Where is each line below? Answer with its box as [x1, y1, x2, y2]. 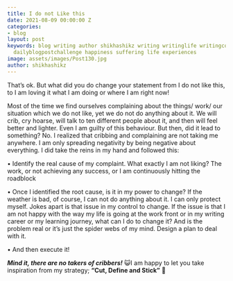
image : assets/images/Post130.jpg [7, 56, 107, 62]
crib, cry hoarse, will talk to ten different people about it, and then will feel [7, 116, 218, 125]
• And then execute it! [7, 245, 70, 253]
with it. [7, 232, 26, 240]
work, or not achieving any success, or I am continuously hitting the [7, 167, 201, 175]
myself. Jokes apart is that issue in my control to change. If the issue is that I [7, 202, 225, 210]
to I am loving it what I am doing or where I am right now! [7, 88, 170, 96]
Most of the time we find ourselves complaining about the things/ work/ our [7, 101, 223, 110]
